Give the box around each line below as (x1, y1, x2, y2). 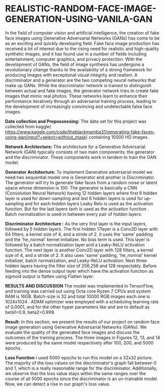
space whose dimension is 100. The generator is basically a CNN (5, 185, 137, 191)
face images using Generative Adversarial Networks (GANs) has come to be (5, 35, 160, 41)
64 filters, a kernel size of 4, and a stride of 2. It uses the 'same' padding (5, 231, 153, 237)
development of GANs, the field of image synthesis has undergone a (5, 61, 144, 67)
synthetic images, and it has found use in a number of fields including (5, 50, 147, 57)
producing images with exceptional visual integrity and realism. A (5, 72, 138, 78)
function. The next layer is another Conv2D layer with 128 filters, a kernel (5, 247, 154, 253)
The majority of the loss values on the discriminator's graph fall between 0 (5, 360, 157, 366)
